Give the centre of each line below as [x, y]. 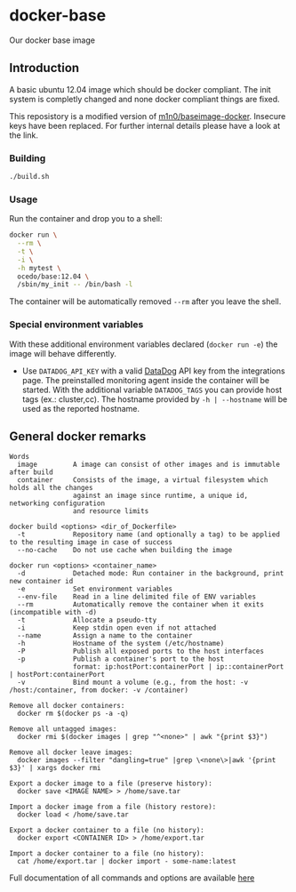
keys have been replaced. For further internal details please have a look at [145, 125]
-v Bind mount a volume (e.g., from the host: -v [133, 683]
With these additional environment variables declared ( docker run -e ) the [144, 344]
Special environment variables [76, 325]
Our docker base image [52, 40]
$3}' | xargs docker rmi [55, 768]
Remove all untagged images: [63, 729]
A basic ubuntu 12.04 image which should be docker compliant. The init [140, 89]
